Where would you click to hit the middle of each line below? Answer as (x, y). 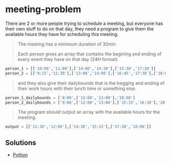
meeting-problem (43, 9)
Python (20, 155)
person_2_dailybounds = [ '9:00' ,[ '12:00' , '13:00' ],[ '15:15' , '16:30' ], (82, 103)
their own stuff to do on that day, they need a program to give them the (80, 28)
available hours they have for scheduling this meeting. (62, 34)
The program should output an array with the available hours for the (89, 112)
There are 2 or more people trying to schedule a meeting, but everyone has (84, 23)
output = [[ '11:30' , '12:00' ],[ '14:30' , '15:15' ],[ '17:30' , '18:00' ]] (78, 127)
